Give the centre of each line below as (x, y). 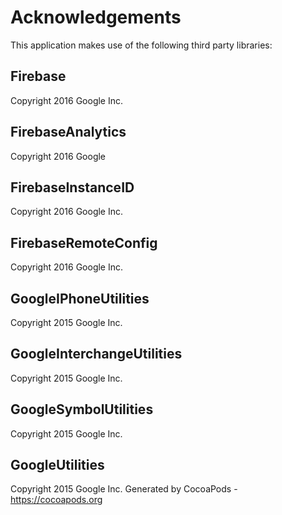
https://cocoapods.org (56, 500)
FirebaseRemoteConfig (84, 242)
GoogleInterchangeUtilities (96, 354)
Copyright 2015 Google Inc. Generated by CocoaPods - (124, 489)
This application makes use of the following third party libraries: (141, 45)
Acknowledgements (96, 17)
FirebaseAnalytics (68, 132)
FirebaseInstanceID (72, 187)
